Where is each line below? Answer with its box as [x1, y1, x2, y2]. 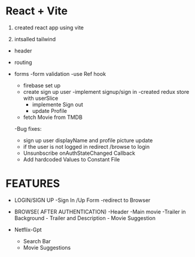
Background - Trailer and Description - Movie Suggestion [14, 214, 156, 222]
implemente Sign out [32, 100, 83, 108]
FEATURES [5, 177, 60, 191]
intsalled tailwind [14, 35, 56, 42]
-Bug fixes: [14, 125, 42, 132]
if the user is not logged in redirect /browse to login [23, 143, 150, 150]
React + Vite [5, 4, 68, 18]
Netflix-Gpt [14, 226, 42, 233]
